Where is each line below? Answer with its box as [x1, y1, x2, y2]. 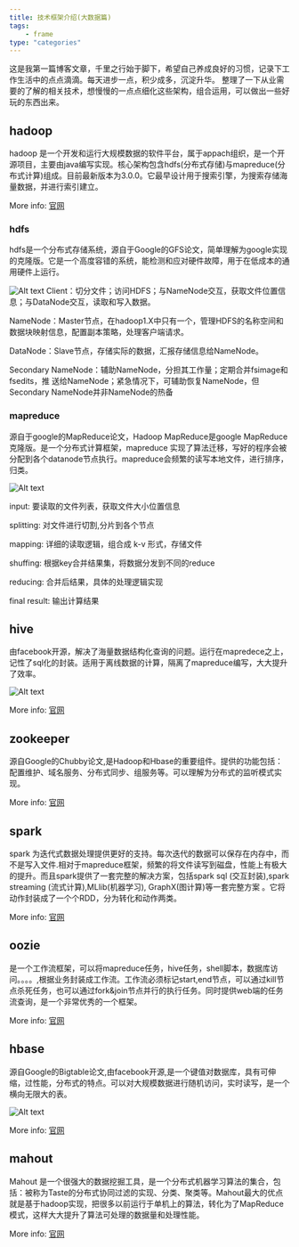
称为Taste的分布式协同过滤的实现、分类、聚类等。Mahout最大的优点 [32, 1186, 283, 1198]
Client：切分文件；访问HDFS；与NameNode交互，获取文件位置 [45, 286, 279, 297]
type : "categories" [9, 37, 82, 47]
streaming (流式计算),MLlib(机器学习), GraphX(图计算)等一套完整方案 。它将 [9, 882, 287, 892]
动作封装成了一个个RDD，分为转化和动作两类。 [9, 892, 182, 904]
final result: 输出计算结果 [9, 595, 100, 606]
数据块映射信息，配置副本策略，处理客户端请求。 [9, 327, 189, 338]
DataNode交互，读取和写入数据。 [32, 297, 156, 307]
